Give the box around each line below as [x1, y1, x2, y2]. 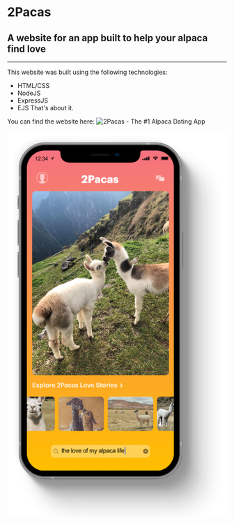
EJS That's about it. [17, 104, 75, 112]
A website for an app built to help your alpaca [7, 32, 208, 44]
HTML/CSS [17, 82, 50, 89]
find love [7, 43, 47, 54]
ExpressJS [17, 96, 49, 105]
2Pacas [7, 4, 52, 20]
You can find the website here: [7, 117, 95, 126]
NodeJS [17, 89, 41, 97]
